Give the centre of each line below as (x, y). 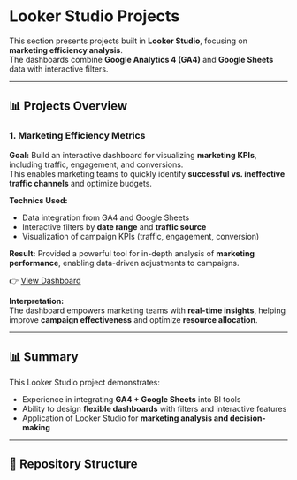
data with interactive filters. (59, 69)
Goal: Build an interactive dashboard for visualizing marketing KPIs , (133, 155)
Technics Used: (38, 200)
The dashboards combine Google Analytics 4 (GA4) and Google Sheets (141, 59)
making (36, 428)
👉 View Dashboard (45, 280)
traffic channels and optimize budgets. (81, 183)
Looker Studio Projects (95, 16)
